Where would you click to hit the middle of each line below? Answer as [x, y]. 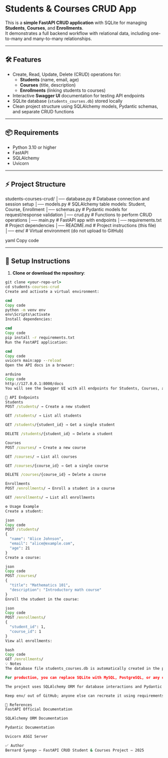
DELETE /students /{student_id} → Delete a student [59, 434]
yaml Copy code [22, 241]
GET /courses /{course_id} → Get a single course [57, 466]
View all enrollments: [29, 641]
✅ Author [15, 745]
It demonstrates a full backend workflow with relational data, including [77, 33]
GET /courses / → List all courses [41, 457]
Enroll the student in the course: [42, 599]
